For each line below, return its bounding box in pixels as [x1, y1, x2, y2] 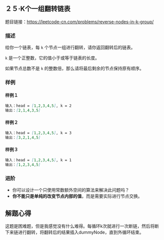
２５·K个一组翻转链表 [5, 4, 71, 13]
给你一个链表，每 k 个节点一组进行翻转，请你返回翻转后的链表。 [5, 44, 136, 50]
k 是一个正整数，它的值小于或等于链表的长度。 [5, 55, 100, 61]
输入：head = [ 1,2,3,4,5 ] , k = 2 [5, 103, 72, 109]
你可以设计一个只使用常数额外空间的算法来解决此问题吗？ [12, 187, 129, 193]
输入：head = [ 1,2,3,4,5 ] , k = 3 [5, 130, 72, 136]
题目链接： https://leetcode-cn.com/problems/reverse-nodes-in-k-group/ [5, 19, 154, 25]
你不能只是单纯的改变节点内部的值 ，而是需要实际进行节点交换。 [12, 193, 142, 199]
